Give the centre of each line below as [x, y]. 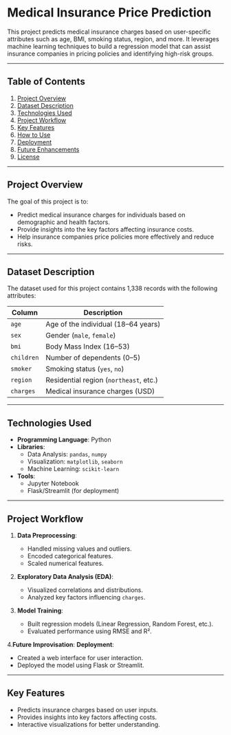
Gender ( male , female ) [81, 336]
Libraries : [31, 447]
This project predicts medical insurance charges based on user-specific [109, 32]
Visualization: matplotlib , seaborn [75, 461]
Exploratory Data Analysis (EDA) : [65, 577]
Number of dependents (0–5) [93, 358]
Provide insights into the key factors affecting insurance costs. [106, 229]
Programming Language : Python [64, 440]
